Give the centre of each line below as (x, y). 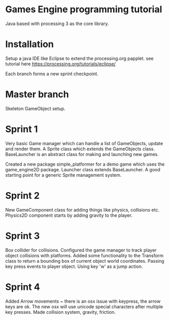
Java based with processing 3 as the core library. (57, 24)
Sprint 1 (22, 129)
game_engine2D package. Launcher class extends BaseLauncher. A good (83, 169)
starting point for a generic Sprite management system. (64, 175)
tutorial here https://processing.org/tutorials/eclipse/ (60, 64)
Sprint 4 (23, 287)
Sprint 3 (22, 236)
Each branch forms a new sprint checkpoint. (52, 74)
